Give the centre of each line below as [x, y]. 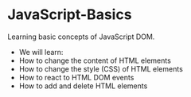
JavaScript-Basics [70, 15]
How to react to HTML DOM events [76, 77]
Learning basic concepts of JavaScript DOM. [81, 37]
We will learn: [41, 52]
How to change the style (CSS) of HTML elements [101, 68]
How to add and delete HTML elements [83, 86]
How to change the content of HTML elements [95, 60]
